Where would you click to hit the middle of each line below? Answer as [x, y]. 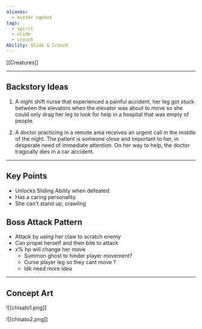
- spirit [23, 29]
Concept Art [30, 293]
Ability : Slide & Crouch [37, 46]
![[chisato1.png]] [26, 308]
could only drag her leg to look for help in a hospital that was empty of [102, 114]
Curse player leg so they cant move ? [70, 262]
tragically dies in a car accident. [54, 152]
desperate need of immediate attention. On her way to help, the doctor [102, 145]
